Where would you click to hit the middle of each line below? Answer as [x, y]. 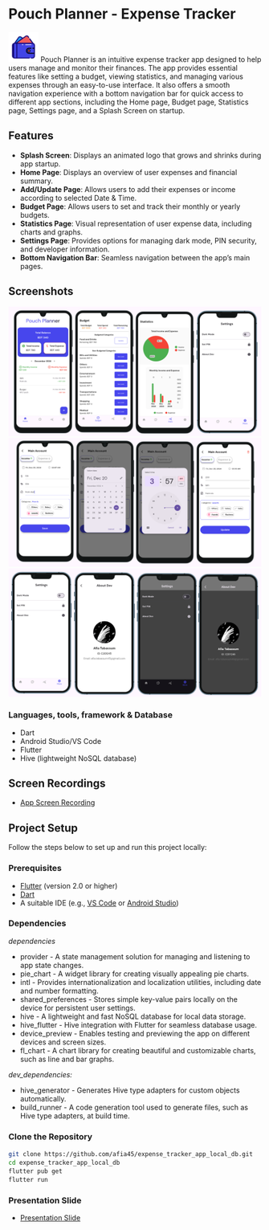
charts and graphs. [51, 232]
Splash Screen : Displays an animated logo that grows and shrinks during [141, 155]
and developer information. [65, 249]
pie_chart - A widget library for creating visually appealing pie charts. [134, 974]
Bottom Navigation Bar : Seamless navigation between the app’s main [135, 257]
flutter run [28, 1179]
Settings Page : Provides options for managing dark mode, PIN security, [138, 240]
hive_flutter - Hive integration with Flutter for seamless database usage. [139, 1024]
